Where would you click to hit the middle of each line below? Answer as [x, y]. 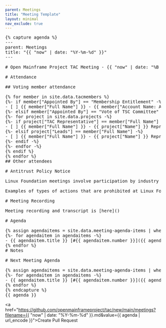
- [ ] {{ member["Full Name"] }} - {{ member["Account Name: [81, 107]
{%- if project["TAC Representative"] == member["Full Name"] [82, 122]
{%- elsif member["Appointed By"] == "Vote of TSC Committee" [82, 112]
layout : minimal [22, 19]
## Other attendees [29, 161]
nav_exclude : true [24, 24]
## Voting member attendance [40, 87]
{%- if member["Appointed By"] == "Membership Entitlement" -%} [85, 102]
